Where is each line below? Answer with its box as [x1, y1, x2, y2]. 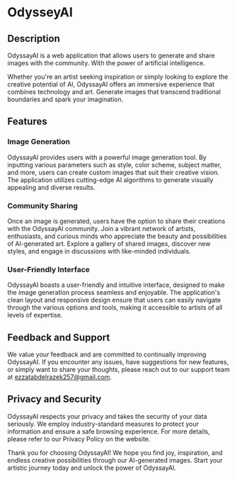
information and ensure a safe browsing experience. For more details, [7, 427, 210, 436]
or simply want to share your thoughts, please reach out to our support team [7, 366, 230, 374]
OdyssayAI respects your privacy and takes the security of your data [7, 412, 207, 420]
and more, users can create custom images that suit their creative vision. [7, 168, 220, 176]
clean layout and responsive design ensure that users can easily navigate [7, 295, 221, 305]
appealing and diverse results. [7, 183, 96, 191]
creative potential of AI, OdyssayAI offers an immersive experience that [7, 80, 215, 89]
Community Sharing [7, 201, 78, 210]
